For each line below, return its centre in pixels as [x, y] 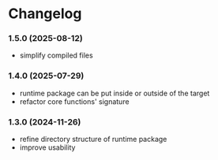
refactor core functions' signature [74, 101]
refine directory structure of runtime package [93, 140]
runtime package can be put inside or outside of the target [115, 93]
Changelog [45, 14]
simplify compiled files [56, 55]
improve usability [47, 147]
